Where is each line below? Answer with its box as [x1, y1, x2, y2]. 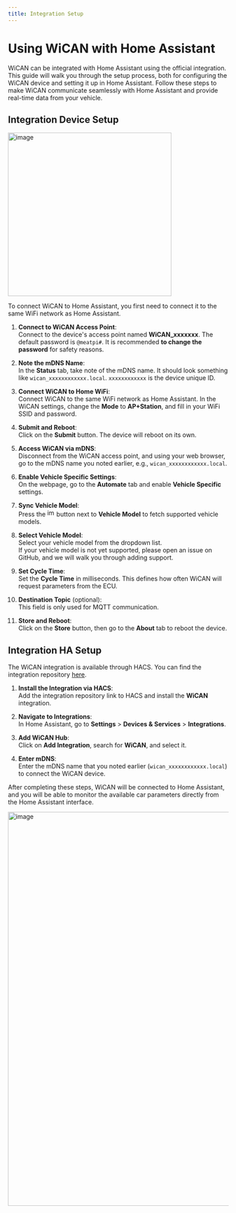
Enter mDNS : [18, 754, 57, 763]
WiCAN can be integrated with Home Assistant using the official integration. [8, 64, 227, 72]
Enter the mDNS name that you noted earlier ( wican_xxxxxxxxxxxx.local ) [18, 762, 228, 771]
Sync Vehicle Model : [18, 501, 80, 510]
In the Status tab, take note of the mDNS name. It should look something [18, 366, 228, 375]
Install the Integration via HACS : [18, 684, 113, 693]
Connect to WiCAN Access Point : [18, 323, 117, 332]
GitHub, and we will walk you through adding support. [18, 553, 174, 562]
